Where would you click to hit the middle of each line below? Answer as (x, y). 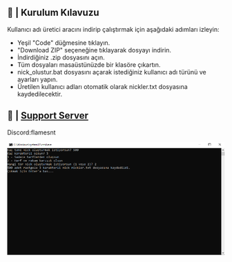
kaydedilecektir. (40, 94)
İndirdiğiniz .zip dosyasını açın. (61, 57)
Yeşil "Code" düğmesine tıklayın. (64, 43)
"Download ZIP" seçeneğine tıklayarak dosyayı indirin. (94, 50)
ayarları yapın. (37, 79)
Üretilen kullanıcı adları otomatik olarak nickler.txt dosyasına (102, 86)
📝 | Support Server (48, 115)
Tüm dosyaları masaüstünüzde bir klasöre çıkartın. (89, 64)
